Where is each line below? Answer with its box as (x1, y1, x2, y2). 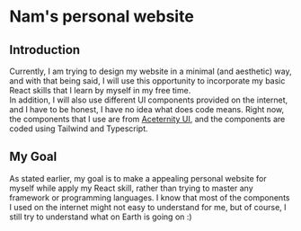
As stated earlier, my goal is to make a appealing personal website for (9, 173, 267, 183)
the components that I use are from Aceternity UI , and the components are (9, 114, 286, 124)
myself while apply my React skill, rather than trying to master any (9, 182, 253, 193)
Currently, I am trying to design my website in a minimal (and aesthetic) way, (9, 66, 292, 76)
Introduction (9, 42, 81, 58)
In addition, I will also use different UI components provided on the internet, (9, 94, 288, 105)
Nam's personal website (9, 6, 195, 27)
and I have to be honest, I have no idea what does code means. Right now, (9, 104, 285, 114)
